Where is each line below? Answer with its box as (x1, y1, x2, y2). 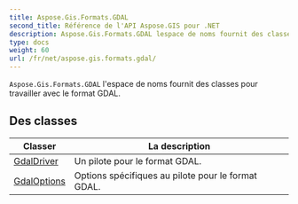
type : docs (9, 37, 50, 47)
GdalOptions (13, 175, 67, 187)
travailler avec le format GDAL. (9, 88, 122, 98)
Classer (22, 139, 57, 152)
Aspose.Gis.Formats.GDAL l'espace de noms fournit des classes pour (9, 79, 259, 89)
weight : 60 (9, 46, 50, 55)
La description (147, 139, 211, 152)
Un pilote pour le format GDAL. (74, 154, 202, 167)
